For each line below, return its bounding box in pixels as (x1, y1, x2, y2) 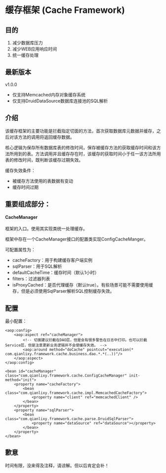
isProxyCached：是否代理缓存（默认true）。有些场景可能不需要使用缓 (12, 282, 153, 288)
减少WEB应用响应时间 (12, 46, 57, 52)
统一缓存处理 (12, 52, 39, 58)
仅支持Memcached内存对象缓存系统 (12, 92, 85, 97)
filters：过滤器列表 (12, 276, 50, 282)
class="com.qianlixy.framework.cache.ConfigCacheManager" (5, 373, 127, 378)
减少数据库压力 (12, 40, 43, 46)
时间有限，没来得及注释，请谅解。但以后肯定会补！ (5, 462, 109, 468)
